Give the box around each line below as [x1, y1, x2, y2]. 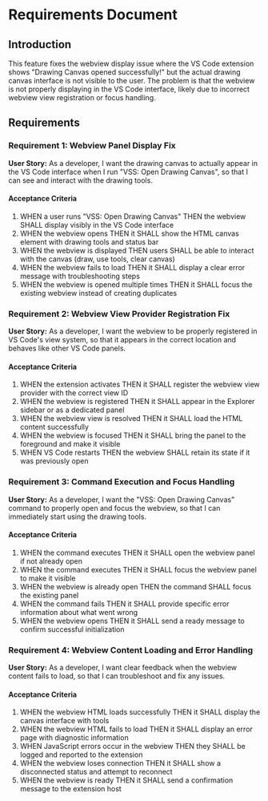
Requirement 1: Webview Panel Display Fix [8, 140, 176, 152]
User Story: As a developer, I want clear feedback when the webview [8, 663, 238, 673]
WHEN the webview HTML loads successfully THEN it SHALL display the [19, 707, 261, 717]
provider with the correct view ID [19, 388, 129, 398]
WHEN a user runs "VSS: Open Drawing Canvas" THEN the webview [19, 211, 246, 221]
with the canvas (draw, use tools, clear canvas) [19, 254, 176, 264]
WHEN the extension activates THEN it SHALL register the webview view [19, 379, 260, 390]
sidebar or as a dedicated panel [19, 405, 125, 415]
